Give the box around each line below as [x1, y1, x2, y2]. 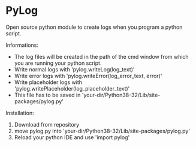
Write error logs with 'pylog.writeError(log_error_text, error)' [14, 72, 162, 79]
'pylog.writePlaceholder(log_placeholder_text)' [14, 85, 130, 92]
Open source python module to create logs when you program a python [5, 23, 183, 31]
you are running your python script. [14, 59, 102, 67]
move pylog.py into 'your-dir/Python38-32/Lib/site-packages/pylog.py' [14, 127, 190, 134]
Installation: [5, 109, 34, 116]
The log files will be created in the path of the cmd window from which [14, 53, 189, 60]
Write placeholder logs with [14, 79, 82, 86]
